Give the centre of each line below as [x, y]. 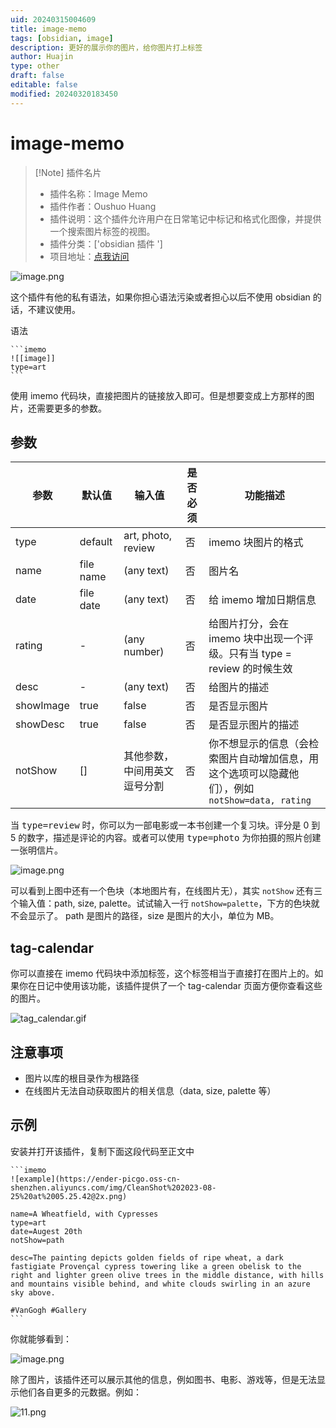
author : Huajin [42, 57]
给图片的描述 [239, 688]
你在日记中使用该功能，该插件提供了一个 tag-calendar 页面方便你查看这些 [170, 986]
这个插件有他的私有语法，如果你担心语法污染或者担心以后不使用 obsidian [160, 297]
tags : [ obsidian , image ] [62, 38]
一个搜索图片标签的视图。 [102, 231]
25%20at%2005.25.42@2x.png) [69, 1196]
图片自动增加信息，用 [269, 759]
